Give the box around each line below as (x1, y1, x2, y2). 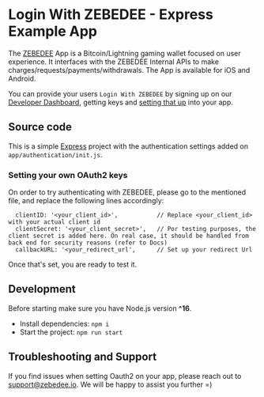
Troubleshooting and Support (8, 350, 157, 364)
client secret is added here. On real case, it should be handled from (8, 232, 249, 240)
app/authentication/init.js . (8, 149, 103, 159)
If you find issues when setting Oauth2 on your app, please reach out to (8, 371, 242, 380)
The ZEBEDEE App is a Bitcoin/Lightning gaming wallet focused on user (8, 48, 241, 58)
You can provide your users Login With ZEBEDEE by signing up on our (8, 89, 232, 98)
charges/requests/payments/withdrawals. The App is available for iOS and (8, 65, 251, 74)
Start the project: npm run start (19, 327, 123, 337)
